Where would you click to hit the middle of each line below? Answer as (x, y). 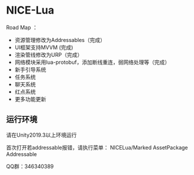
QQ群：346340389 (30, 166)
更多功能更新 (30, 99)
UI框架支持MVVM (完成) (44, 47)
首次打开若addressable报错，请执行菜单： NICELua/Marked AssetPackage (97, 147)
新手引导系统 (30, 69)
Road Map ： (22, 27)
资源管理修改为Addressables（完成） (60, 40)
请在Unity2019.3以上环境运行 (41, 135)
